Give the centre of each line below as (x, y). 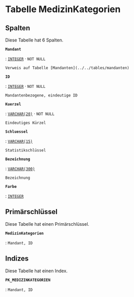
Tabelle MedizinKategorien (63, 9)
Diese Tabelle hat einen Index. (37, 271)
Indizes (17, 259)
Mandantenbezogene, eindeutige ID (42, 95)
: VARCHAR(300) (20, 168)
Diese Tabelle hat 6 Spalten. (34, 40)
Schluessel (17, 132)
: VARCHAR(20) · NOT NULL (30, 114)
